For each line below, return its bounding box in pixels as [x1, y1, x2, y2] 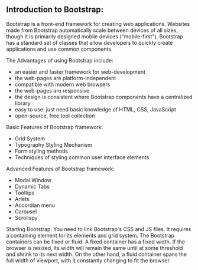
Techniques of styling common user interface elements [14, 153, 150, 161]
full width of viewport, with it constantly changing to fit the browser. [6, 256, 171, 264]
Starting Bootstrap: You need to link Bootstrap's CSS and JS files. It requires [6, 225, 191, 232]
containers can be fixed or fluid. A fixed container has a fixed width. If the [6, 238, 185, 245]
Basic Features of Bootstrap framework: [6, 123, 103, 130]
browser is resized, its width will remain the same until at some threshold [6, 244, 183, 251]
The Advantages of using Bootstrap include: [6, 57, 113, 64]
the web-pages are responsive [14, 87, 90, 94]
